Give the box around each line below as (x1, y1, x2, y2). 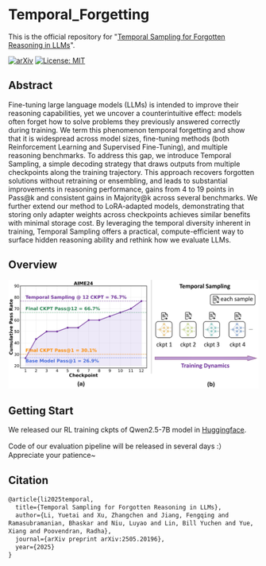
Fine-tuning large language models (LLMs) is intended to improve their (8, 99, 239, 109)
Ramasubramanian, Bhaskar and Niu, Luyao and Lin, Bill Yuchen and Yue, (8, 519, 254, 528)
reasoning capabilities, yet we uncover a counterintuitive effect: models (8, 108, 242, 118)
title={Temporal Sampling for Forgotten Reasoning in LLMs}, (15, 503, 222, 512)
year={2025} (15, 543, 56, 552)
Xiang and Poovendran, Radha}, (8, 527, 112, 536)
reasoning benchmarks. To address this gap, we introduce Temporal (8, 150, 232, 160)
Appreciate (8, 451, 44, 460)
